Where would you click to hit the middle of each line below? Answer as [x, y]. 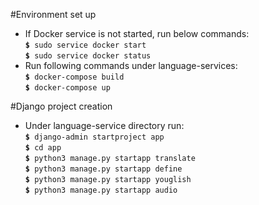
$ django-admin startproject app [94, 137]
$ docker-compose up [67, 88]
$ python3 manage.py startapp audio [101, 190]
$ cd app [43, 148]
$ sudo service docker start [85, 45]
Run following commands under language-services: [131, 65]
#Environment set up [53, 14]
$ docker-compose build [74, 77]
